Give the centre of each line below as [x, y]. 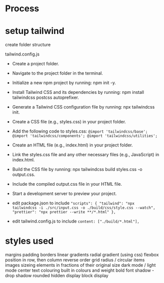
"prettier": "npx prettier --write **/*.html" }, [64, 212]
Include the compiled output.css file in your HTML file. [67, 184]
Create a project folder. [36, 64]
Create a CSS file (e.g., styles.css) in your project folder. [69, 122]
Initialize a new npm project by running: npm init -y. [64, 83]
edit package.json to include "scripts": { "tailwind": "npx [73, 203]
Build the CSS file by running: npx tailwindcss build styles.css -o [77, 170]
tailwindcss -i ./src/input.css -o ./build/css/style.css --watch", [84, 208]
